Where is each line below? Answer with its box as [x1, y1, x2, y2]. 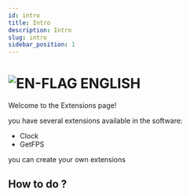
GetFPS [19, 139, 45, 150]
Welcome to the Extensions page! [8, 101, 117, 110]
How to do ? [8, 178, 68, 191]
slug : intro [8, 33, 47, 42]
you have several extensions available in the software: [8, 116, 183, 126]
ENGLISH [80, 75, 141, 93]
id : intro [8, 11, 41, 20]
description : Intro [8, 26, 72, 34]
